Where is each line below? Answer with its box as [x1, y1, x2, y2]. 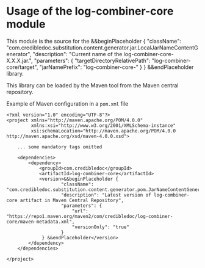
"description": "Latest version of [60, 192, 151, 198]
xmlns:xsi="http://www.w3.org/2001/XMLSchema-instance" [31, 122, 176, 129]
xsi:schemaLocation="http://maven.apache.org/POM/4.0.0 [31, 128, 176, 134]
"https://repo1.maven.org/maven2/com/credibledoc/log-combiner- [6, 213, 173, 219]
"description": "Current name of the [32, 50, 123, 57]
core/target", [6, 63, 38, 71]
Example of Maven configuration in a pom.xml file [6, 100, 129, 107]
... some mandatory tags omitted [17, 143, 103, 150]
